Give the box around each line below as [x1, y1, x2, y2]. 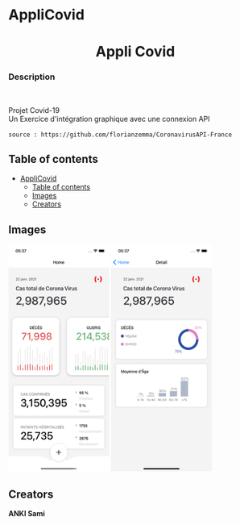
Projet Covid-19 [8, 105, 60, 115]
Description [8, 71, 56, 82]
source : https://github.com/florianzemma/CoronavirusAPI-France [8, 131, 232, 139]
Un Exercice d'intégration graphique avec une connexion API [8, 114, 211, 123]
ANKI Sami [8, 509, 46, 519]
